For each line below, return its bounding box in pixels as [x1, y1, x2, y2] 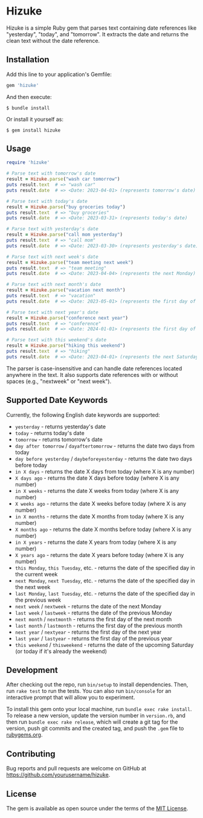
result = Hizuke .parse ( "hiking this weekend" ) [6, 343, 126, 349]
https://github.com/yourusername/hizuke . [6, 771, 111, 779]
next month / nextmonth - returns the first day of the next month [14, 615, 172, 623]
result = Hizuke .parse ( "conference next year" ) [6, 315, 129, 321]
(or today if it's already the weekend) [14, 648, 108, 655]
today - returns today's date [14, 429, 85, 436]
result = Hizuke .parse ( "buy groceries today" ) [6, 204, 126, 210]
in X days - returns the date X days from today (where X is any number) [14, 468, 195, 475]
